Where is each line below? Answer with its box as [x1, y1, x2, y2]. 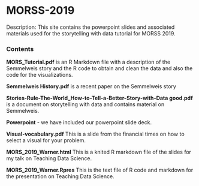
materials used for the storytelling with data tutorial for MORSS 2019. [6, 29, 176, 37]
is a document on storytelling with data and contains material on [6, 101, 165, 108]
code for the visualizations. [6, 71, 73, 79]
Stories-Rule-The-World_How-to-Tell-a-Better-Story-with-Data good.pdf [6, 94, 193, 102]
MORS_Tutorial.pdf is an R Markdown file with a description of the [6, 58, 171, 66]
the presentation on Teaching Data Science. [6, 173, 115, 180]
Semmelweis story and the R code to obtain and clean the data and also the [6, 65, 193, 72]
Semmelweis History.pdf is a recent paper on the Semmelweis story [6, 83, 177, 90]
